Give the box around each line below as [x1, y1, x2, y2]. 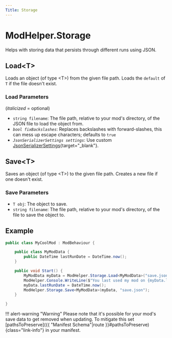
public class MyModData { [14, 250, 70, 255]
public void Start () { [14, 268, 63, 274]
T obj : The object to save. [12, 201, 68, 207]
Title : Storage [5, 7, 38, 13]
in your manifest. [45, 327, 81, 333]
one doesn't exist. [5, 176, 44, 182]
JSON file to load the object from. [12, 120, 83, 126]
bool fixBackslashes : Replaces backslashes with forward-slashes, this [12, 126, 162, 132]
